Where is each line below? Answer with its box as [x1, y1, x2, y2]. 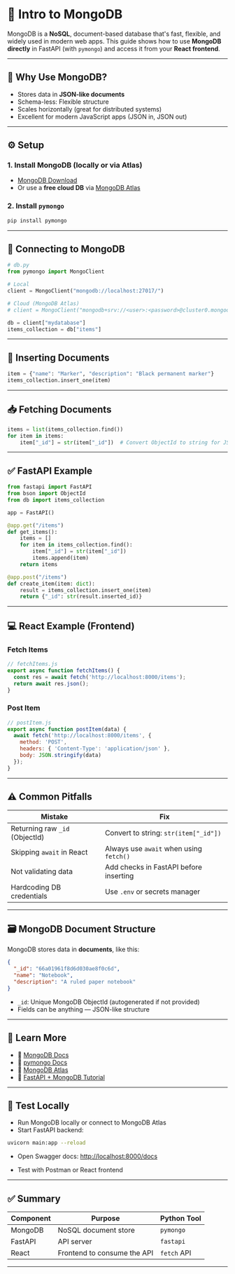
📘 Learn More [7, 1032, 67, 1044]
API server [57, 1237, 92, 1247]
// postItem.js [7, 719, 52, 726]
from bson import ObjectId [7, 490, 86, 497]
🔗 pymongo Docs [17, 1058, 68, 1066]
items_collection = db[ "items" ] [7, 326, 101, 333]
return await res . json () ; [13, 680, 90, 687]
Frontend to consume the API [57, 1248, 154, 1258]
